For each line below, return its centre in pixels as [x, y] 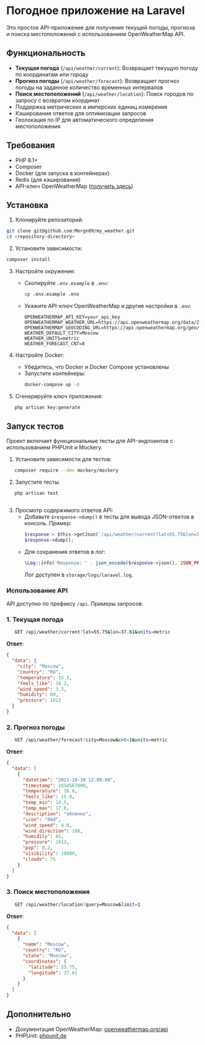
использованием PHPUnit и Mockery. [54, 447]
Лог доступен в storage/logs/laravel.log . [79, 575]
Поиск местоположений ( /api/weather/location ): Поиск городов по [104, 94]
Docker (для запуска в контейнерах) [62, 173]
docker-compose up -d [52, 384]
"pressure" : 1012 [39, 700]
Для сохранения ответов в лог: [65, 551]
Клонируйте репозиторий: [49, 220]
